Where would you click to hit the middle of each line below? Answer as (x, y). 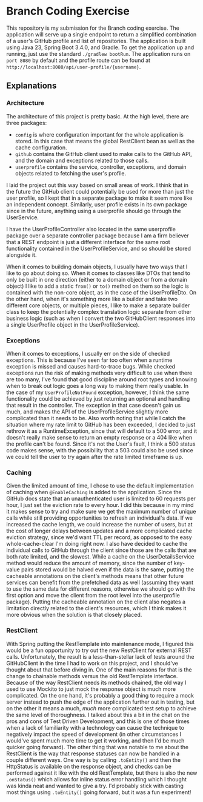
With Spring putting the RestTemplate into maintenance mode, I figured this (100, 644)
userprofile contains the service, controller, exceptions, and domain (101, 167)
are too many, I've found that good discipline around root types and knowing (101, 379)
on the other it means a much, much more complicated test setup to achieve (101, 708)
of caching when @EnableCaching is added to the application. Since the (94, 492)
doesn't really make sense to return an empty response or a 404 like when (99, 437)
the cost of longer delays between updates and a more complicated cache (99, 531)
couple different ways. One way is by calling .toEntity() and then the (93, 760)
